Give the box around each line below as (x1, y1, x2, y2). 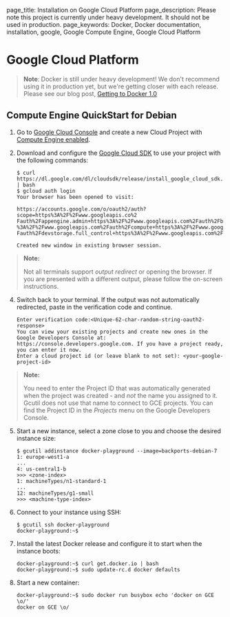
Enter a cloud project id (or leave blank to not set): (16, 352, 180, 359)
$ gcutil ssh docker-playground (16, 521, 109, 528)
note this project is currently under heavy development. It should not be (6, 13, 210, 21)
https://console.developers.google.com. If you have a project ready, (16, 340, 224, 348)
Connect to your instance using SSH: (16, 508, 122, 516)
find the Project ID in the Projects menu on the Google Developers (23, 406, 211, 414)
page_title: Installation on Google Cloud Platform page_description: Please (6, 6, 216, 14)
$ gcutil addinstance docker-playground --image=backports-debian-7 (16, 447, 218, 455)
